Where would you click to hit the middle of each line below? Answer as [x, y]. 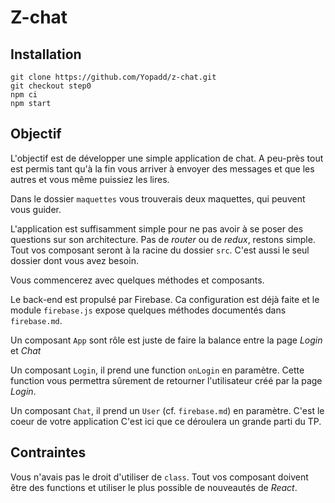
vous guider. [36, 209]
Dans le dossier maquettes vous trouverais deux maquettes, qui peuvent [158, 198]
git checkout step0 [51, 86]
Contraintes [48, 452]
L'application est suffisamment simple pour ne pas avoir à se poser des [157, 228]
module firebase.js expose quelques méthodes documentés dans [148, 310]
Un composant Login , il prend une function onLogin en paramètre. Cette [157, 370]
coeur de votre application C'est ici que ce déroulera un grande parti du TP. [166, 421]
